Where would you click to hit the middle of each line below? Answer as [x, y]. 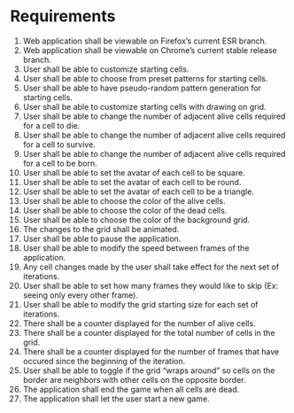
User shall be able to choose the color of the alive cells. [124, 200]
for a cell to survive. [59, 144]
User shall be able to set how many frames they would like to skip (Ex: [151, 285]
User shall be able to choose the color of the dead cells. [125, 210]
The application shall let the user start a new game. [116, 398]
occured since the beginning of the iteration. [104, 361]
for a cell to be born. [60, 163]
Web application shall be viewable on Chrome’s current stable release [150, 50]
